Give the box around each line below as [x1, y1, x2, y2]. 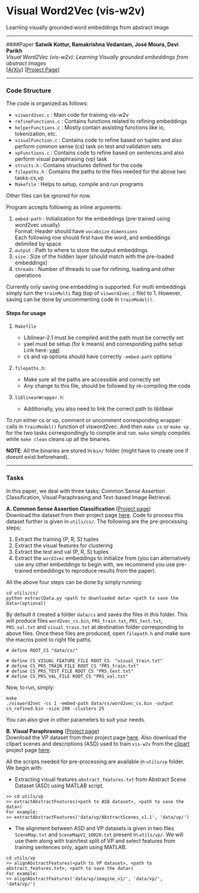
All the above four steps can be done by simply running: [6, 578, 143, 585]
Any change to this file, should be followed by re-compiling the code [23, 382, 191, 390]
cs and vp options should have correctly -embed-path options [23, 353, 172, 360]
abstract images [6, 59, 46, 66]
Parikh [6, 47, 23, 54]
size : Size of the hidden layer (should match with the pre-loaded [14, 253, 174, 260]
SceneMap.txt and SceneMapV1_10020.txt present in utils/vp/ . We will [14, 831, 184, 838]
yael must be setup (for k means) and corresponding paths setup [23, 340, 182, 347]
